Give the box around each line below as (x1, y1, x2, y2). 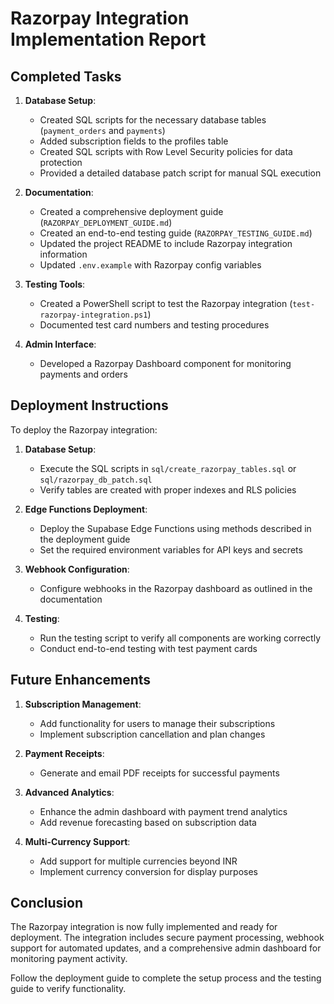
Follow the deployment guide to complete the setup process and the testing (10, 972, 322, 984)
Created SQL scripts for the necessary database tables (39, 114, 267, 126)
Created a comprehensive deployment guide (39, 206, 224, 217)
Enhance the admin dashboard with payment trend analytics (39, 805, 288, 817)
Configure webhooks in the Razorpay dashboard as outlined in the (39, 582, 313, 594)
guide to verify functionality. (10, 983, 127, 995)
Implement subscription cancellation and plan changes (39, 728, 266, 740)
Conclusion (10, 895, 84, 912)
